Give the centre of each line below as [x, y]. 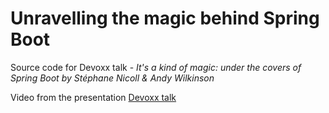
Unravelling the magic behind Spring [165, 18]
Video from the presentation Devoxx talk [93, 97]
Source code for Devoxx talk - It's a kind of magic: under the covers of [156, 67]
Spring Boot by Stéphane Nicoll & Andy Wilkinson [112, 78]
